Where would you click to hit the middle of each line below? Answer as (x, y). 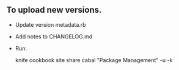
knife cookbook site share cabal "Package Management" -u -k (94, 60)
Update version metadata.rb (51, 24)
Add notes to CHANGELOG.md (54, 37)
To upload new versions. (54, 10)
